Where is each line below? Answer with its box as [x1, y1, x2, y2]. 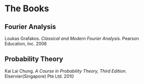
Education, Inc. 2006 [4, 41, 47, 47]
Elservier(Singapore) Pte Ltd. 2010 [4, 73, 74, 79]
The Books [4, 3, 50, 14]
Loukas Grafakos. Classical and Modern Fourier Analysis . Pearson [4, 35, 139, 41]
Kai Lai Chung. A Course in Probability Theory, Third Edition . [4, 68, 127, 74]
